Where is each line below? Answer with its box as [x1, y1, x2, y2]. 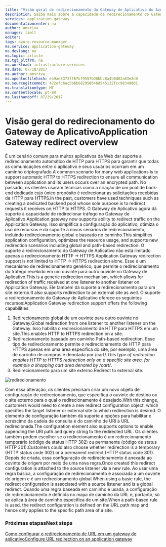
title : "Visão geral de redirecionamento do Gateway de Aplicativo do [5, 7, 154, 12]
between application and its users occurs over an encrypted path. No [5, 179, 147, 185]
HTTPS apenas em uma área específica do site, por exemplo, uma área [12, 346, 157, 352]
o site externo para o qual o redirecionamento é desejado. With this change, [5, 397, 159, 403]
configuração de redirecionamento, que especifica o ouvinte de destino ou [5, 392, 158, 398]
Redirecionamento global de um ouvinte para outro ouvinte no [12, 315, 139, 321]
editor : [5, 35, 21, 40]
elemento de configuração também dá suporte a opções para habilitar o [5, 413, 152, 419]
